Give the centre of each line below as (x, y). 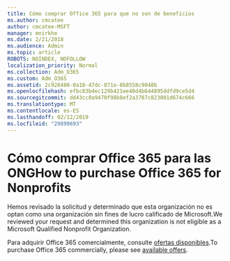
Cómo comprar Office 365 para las (109, 158)
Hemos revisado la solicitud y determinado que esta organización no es (110, 207)
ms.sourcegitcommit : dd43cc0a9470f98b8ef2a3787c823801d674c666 (101, 98)
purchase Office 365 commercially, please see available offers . (98, 250)
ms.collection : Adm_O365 (43, 72)
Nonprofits (39, 188)
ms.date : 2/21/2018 (36, 40)
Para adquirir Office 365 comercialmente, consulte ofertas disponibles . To (113, 243)
